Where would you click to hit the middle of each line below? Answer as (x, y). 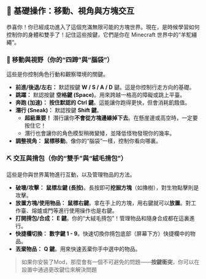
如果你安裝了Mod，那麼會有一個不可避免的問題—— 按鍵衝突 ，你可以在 (110, 262)
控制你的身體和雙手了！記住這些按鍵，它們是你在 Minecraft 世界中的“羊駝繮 (102, 34)
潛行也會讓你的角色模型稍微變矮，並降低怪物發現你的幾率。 (100, 133)
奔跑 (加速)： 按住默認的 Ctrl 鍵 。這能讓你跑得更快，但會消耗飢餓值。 (103, 102)
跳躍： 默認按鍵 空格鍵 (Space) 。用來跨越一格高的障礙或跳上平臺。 (100, 95)
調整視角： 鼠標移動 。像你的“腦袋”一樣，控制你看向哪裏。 (88, 141)
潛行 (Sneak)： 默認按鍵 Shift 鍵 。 (59, 110)
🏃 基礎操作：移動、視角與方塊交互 (71, 11)
